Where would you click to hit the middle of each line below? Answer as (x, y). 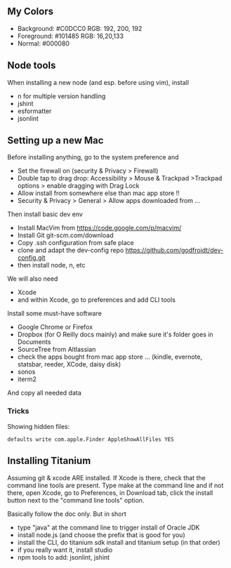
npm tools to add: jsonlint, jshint (64, 557)
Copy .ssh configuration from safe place (76, 243)
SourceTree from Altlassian (57, 350)
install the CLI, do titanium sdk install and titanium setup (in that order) (119, 542)
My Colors (31, 12)
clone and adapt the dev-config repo (71, 250)
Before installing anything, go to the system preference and (93, 157)
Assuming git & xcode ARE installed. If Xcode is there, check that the (106, 477)
